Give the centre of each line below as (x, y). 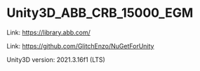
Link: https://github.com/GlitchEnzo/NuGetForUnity (80, 46)
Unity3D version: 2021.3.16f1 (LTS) (56, 59)
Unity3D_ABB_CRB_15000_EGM (100, 13)
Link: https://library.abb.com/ (48, 32)
